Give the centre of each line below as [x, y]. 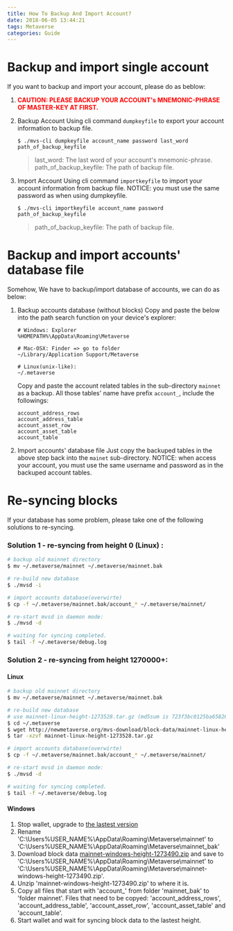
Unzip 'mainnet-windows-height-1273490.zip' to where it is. [103, 883]
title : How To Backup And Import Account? [69, 14]
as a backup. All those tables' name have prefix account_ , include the [116, 393]
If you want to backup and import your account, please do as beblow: [106, 87]
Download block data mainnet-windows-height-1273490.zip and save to [120, 854]
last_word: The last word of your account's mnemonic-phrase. [123, 160]
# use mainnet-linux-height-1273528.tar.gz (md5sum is [88, 716]
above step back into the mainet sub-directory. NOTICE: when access [116, 458]
